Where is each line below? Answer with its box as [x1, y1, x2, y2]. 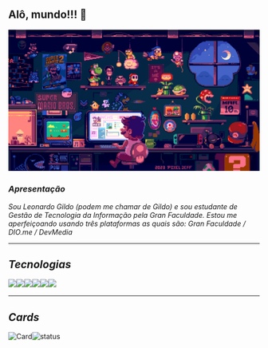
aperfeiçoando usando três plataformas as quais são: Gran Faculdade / [8, 219, 246, 228]
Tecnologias [8, 258, 72, 271]
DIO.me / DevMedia [8, 227, 73, 236]
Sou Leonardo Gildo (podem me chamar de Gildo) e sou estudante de [8, 201, 238, 212]
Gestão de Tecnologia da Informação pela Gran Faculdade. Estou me [8, 210, 238, 219]
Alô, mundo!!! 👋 [8, 8, 88, 22]
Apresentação [8, 184, 65, 195]
